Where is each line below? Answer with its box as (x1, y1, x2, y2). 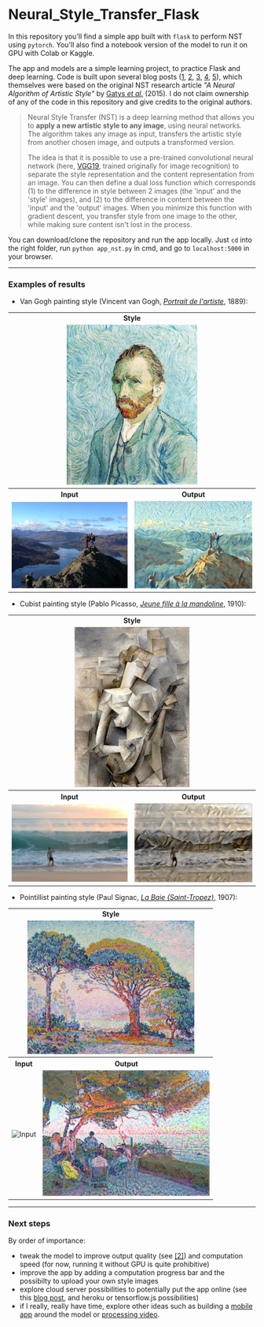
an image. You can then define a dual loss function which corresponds (27, 177, 256, 187)
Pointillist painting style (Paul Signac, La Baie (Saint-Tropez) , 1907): (19, 892, 238, 901)
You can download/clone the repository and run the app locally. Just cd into (8, 235, 253, 244)
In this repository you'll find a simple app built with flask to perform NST (8, 32, 244, 41)
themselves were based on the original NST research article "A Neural (8, 80, 235, 90)
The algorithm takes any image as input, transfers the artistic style (27, 128, 242, 139)
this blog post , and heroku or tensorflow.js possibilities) (19, 1292, 199, 1302)
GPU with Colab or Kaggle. (8, 48, 95, 58)
